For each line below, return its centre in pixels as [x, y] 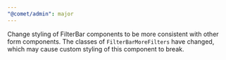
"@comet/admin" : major [40, 14]
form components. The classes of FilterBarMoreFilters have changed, [111, 41]
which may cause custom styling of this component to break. [96, 49]
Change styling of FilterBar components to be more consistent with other [113, 34]
